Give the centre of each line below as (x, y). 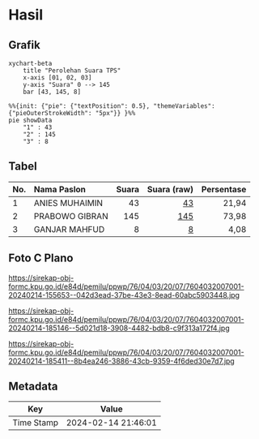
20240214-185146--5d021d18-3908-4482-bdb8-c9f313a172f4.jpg (119, 328)
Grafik (24, 45)
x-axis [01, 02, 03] (57, 78)
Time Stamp (36, 423)
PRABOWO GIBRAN (71, 216)
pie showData (30, 120)
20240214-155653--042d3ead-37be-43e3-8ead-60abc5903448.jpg (124, 295)
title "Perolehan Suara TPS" (72, 71)
